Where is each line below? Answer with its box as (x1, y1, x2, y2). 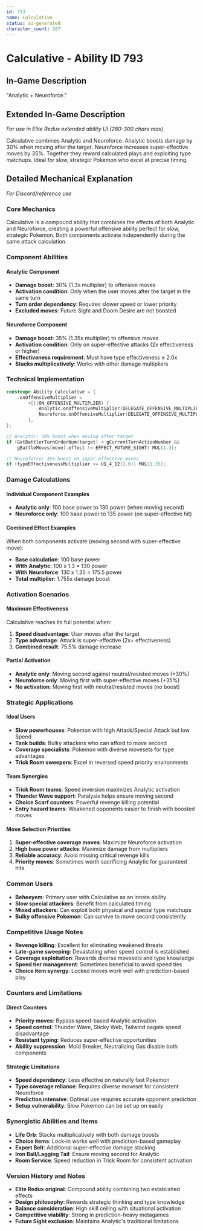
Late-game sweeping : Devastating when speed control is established (14, 948, 189, 955)
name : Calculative (6, 15, 53, 21)
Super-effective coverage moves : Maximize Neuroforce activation (14, 839, 182, 846)
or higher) (14, 347, 40, 354)
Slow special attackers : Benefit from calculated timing (14, 900, 152, 907)
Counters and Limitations (6, 989, 83, 997)
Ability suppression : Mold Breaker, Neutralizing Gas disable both (14, 1043, 178, 1050)
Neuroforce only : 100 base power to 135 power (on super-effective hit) (14, 510, 192, 517)
